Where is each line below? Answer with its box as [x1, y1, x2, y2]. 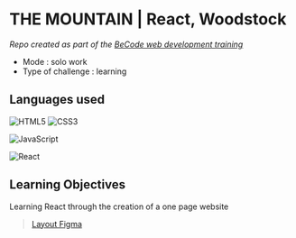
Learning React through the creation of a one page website [9, 201, 229, 212]
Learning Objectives [9, 177, 126, 193]
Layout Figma [31, 218, 83, 229]
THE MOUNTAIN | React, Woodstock [9, 9, 287, 30]
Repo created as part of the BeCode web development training [9, 39, 244, 50]
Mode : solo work [22, 56, 88, 67]
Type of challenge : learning [22, 66, 127, 77]
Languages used [9, 92, 106, 107]
